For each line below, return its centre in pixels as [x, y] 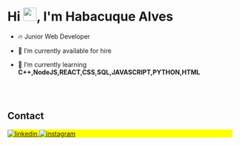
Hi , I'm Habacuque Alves [90, 17]
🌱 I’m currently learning [52, 64]
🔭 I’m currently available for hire [65, 51]
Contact [26, 116]
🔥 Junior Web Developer [54, 36]
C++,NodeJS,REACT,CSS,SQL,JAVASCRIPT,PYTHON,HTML [109, 72]
